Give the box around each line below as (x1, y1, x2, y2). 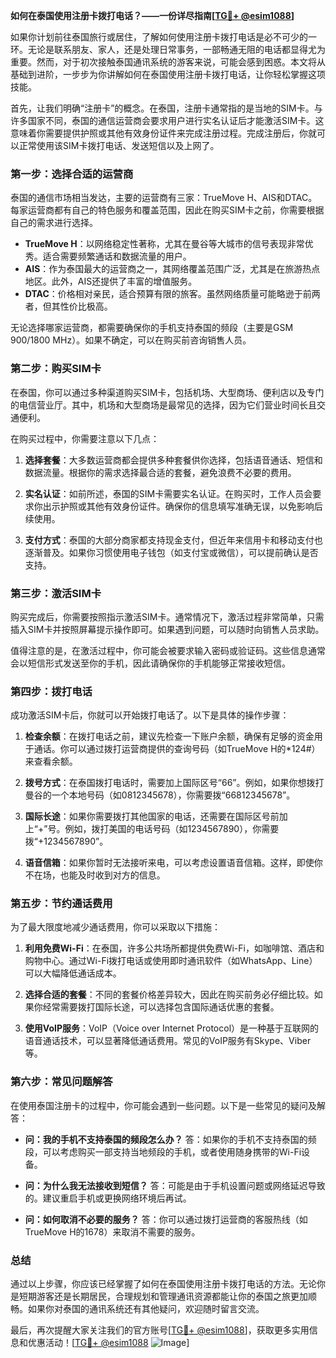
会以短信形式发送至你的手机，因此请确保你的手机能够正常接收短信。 (10, 657, 291, 669)
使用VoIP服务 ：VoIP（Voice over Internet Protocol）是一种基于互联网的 (24, 1022, 320, 1034)
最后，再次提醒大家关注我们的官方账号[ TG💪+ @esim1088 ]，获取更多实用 (10, 1324, 310, 1336)
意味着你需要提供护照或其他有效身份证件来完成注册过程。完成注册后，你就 (10, 127, 317, 139)
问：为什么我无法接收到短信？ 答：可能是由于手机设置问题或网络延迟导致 (24, 1179, 326, 1191)
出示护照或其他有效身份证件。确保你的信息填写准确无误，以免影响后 (42, 500, 323, 512)
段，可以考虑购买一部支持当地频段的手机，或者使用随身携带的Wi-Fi (24, 1145, 302, 1158)
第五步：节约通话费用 (10, 897, 113, 911)
